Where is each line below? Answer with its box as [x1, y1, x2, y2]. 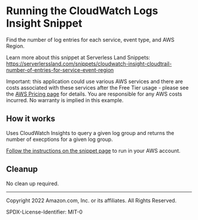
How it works [6, 114, 55, 124]
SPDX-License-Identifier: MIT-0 [6, 208, 83, 215]
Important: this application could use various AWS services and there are [6, 78, 183, 85]
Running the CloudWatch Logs [6, 4, 159, 18]
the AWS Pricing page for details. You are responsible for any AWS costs [6, 90, 183, 97]
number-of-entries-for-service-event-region [6, 66, 114, 73]
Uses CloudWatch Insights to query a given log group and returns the [6, 129, 174, 136]
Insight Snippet [6, 17, 82, 30]
